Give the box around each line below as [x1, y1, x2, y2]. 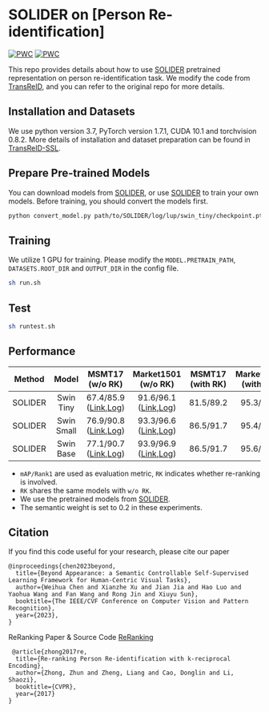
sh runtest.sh [8, 322, 56, 330]
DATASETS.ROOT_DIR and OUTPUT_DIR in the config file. [8, 263, 179, 273]
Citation [8, 526, 50, 540]
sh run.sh [8, 279, 42, 288]
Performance [8, 344, 76, 358]
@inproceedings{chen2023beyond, [8, 562, 116, 570]
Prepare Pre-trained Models [8, 167, 151, 180]
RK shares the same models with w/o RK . [19, 485, 152, 495]
